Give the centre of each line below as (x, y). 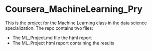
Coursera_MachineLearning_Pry (74, 9)
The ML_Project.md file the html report (52, 38)
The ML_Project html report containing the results (63, 43)
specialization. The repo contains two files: (49, 28)
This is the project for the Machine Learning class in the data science (76, 23)
